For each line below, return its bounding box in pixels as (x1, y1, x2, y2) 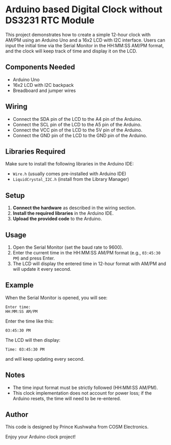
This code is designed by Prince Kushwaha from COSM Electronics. (5, 424, 149, 430)
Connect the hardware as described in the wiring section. (12, 205, 136, 211)
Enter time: (5, 304, 31, 309)
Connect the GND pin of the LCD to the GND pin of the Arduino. (12, 132, 147, 138)
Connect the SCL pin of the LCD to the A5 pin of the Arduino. (12, 121, 142, 127)
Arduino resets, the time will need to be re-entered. (12, 395, 121, 401)
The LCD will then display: (5, 337, 61, 343)
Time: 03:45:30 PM (5, 347, 45, 352)
